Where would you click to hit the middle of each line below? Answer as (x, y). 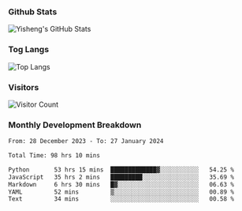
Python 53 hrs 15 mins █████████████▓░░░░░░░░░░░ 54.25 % (121, 170)
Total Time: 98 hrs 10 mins (54, 156)
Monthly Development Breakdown (75, 125)
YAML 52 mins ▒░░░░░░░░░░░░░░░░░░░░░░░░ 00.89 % (121, 192)
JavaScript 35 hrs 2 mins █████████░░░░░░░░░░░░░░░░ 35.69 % (121, 177)
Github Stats (33, 12)
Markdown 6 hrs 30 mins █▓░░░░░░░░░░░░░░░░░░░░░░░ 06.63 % (121, 184)
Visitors (24, 87)
